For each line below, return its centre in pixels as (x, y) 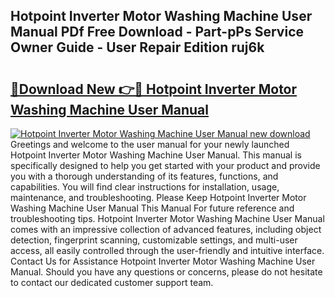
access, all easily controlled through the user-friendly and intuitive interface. (167, 250)
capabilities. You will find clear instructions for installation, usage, (145, 187)
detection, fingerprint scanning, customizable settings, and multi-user (154, 240)
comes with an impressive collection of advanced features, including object (166, 229)
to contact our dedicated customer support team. (112, 282)
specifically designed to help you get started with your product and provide (165, 165)
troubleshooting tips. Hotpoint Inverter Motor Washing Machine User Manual (167, 218)
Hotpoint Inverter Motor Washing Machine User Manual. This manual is (156, 155)
